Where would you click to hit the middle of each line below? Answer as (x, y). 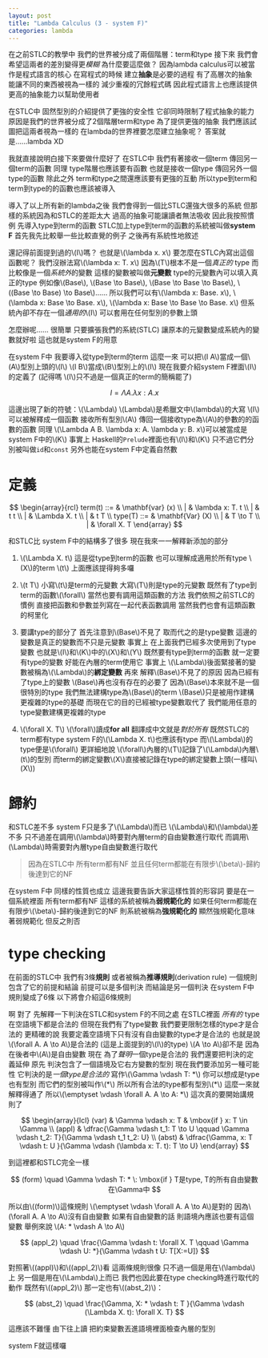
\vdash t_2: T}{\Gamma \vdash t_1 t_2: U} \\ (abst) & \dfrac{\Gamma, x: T (134, 1138)
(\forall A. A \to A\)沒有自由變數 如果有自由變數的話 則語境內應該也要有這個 (131, 1217)
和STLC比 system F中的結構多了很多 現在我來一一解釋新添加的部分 (118, 541)
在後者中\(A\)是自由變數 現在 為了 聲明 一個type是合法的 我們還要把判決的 (128, 1054)
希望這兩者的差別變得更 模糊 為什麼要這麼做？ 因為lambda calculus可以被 (128, 64)
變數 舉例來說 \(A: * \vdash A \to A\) (67, 1227)
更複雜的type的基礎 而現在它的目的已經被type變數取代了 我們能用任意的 (138, 703)
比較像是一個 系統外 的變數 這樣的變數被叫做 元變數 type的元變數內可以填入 (130, 272)
